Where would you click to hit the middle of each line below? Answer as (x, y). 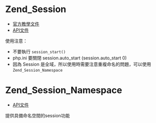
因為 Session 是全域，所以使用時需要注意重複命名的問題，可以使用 (82, 64)
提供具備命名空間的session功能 (38, 115)
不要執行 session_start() (39, 51)
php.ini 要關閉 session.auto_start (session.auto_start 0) (70, 58)
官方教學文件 (26, 24)
